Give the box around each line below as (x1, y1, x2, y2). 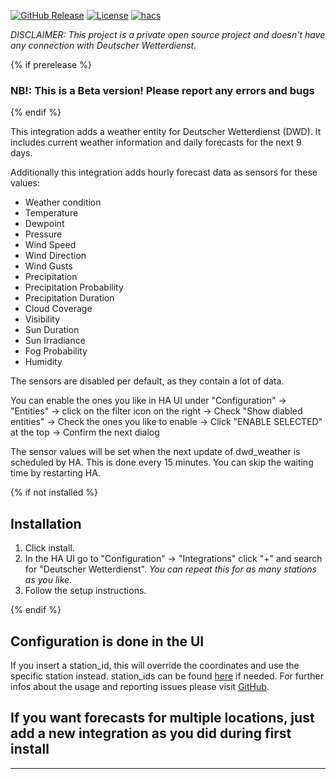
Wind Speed (24, 239, 77, 251)
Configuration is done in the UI (10, 633, 205, 650)
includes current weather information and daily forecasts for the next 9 (10, 136, 302, 149)
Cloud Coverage (24, 303, 93, 315)
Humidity (24, 356, 63, 368)
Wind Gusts (24, 260, 73, 272)
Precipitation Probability (24, 281, 124, 294)
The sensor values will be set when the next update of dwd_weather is (10, 446, 301, 458)
